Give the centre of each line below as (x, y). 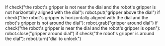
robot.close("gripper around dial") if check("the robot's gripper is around (80, 33)
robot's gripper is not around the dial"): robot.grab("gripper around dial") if (82, 23)
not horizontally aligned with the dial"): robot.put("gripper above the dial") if (82, 12)
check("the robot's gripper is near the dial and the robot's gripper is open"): (83, 28)
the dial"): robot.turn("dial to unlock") (43, 39)
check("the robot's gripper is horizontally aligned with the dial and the (77, 18)
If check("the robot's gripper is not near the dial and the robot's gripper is (81, 7)
